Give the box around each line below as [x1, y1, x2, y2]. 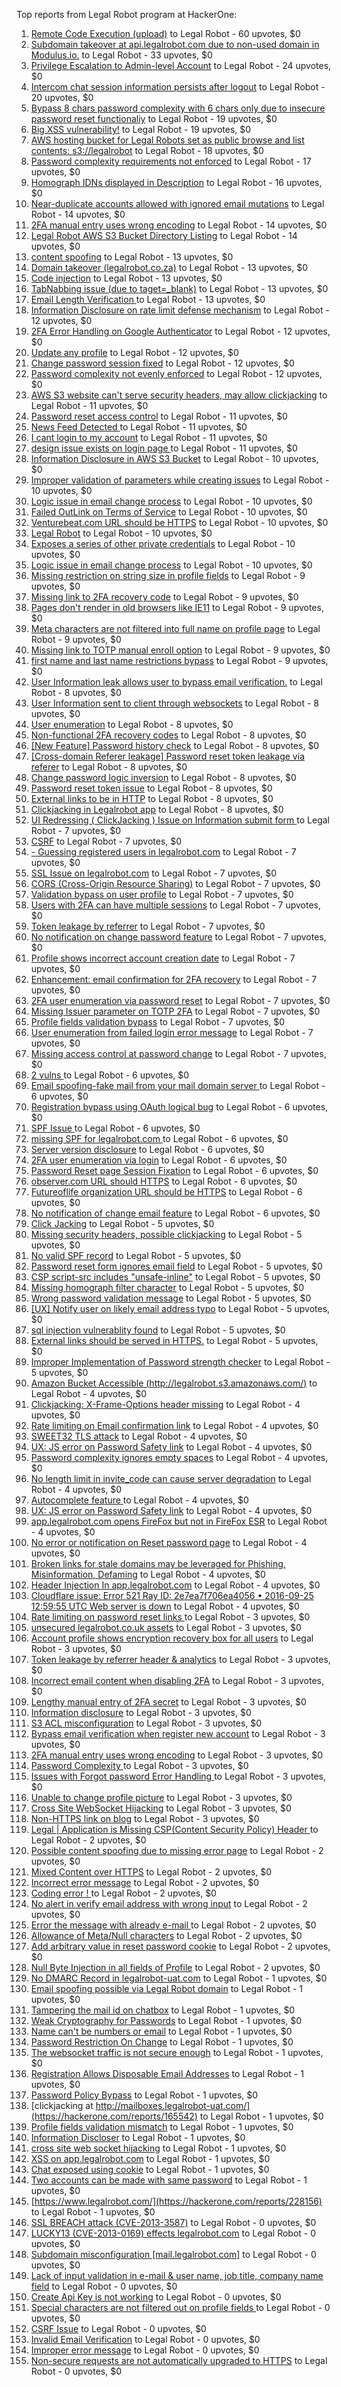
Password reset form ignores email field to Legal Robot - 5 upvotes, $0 [30, 1260, 323, 1272]
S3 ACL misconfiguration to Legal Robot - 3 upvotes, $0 [30, 1717, 263, 1729]
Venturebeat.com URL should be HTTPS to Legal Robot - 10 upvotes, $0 [30, 517, 329, 528]
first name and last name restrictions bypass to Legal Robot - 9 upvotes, [30, 655, 329, 666]
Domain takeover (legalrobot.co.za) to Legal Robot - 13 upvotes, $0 [30, 262, 309, 273]
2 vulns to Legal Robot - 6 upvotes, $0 [30, 1069, 190, 1081]
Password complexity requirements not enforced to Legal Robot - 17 [30, 155, 312, 167]
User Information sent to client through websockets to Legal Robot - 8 [30, 697, 319, 709]
